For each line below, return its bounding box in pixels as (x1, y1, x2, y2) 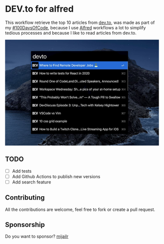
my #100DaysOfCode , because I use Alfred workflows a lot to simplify (5, 24, 146, 30)
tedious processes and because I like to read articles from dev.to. (5, 30, 137, 36)
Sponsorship (5, 221, 45, 229)
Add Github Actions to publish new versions (12, 173, 101, 179)
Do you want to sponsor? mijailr (5, 233, 69, 240)
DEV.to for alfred (5, 3, 74, 15)
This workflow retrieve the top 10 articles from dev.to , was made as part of (5, 20, 155, 25)
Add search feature (12, 179, 51, 185)
